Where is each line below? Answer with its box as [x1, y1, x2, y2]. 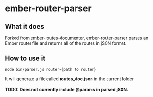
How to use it [5, 54, 46, 63]
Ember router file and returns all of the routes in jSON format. [5, 40, 127, 46]
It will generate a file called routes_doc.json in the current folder [5, 76, 134, 81]
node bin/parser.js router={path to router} [5, 67, 96, 72]
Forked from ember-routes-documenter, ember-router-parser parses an [5, 35, 149, 41]
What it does [5, 22, 45, 31]
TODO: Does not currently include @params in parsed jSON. [5, 87, 129, 93]
